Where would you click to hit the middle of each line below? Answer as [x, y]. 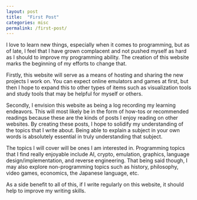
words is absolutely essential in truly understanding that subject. [84, 137]
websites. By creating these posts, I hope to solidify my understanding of [95, 124]
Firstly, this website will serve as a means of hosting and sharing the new [95, 75]
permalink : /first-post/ [37, 28]
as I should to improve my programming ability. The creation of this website [98, 57]
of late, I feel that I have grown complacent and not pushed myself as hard [96, 51]
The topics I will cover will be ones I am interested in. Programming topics [96, 148]
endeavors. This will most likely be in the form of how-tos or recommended [97, 112]
